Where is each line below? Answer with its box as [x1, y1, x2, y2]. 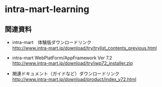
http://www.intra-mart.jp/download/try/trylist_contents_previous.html [12, 45, 157, 51]
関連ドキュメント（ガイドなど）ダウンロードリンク [12, 71, 120, 76]
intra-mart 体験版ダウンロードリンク [12, 39, 92, 45]
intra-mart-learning [5, 4, 90, 15]
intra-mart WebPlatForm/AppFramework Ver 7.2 [12, 55, 113, 61]
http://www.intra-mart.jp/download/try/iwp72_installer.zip [12, 60, 133, 66]
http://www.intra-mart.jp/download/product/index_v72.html [12, 76, 137, 82]
